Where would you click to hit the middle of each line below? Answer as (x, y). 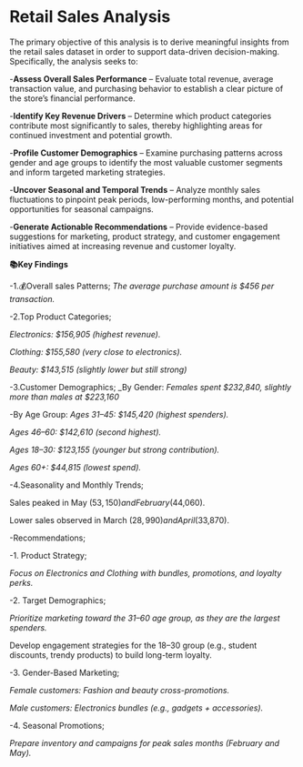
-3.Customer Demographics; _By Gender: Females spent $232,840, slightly (151, 387)
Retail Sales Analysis (90, 17)
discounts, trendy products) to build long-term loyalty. (111, 655)
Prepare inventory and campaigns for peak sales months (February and (145, 742)
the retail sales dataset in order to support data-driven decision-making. (145, 51)
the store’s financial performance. (72, 98)
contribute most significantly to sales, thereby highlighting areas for (136, 126)
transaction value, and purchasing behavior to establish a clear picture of (146, 88)
